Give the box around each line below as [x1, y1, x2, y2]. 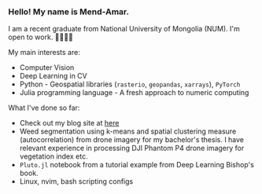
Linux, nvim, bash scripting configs [19, 177, 134, 186]
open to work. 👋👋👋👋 [8, 32, 73, 42]
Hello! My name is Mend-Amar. [8, 6, 130, 17]
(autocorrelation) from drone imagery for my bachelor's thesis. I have [19, 135, 245, 145]
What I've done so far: [8, 103, 80, 112]
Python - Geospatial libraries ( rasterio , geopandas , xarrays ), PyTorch [19, 79, 241, 89]
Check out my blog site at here [19, 119, 120, 128]
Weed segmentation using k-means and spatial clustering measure [19, 126, 237, 136]
